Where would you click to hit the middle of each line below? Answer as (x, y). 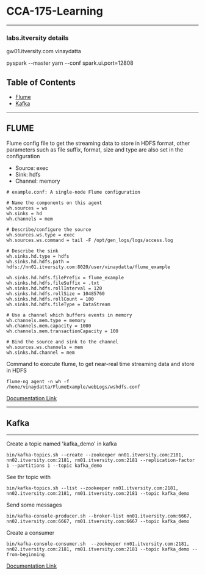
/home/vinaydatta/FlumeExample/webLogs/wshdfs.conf (73, 387)
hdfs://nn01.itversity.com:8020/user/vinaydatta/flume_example (88, 267)
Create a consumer (31, 532)
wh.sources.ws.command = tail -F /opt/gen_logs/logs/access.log (90, 240)
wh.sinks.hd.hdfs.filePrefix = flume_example (65, 277)
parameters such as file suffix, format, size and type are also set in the (95, 149)
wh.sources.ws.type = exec (41, 235)
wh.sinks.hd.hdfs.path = (38, 262)
